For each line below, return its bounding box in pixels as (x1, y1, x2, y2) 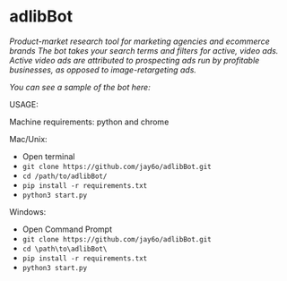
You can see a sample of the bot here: (9, 81, 151, 92)
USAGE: (9, 98, 39, 109)
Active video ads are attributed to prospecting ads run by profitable (9, 55, 260, 65)
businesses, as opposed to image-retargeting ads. (9, 64, 197, 75)
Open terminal (22, 150, 75, 162)
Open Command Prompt (22, 224, 113, 234)
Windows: (9, 206, 47, 217)
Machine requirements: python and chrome (9, 116, 170, 127)
